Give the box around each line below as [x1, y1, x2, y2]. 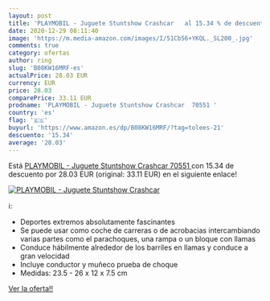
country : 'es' [8, 109, 56, 117]
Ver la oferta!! [8, 283, 54, 293]
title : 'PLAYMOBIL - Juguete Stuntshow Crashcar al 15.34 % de [8, 19, 231, 27]
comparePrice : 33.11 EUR [8, 94, 92, 102]
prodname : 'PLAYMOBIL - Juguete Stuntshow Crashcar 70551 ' [8, 101, 218, 109]
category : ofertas [8, 49, 70, 57]
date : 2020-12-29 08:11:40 [8, 26, 99, 35]
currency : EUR [8, 79, 56, 87]
